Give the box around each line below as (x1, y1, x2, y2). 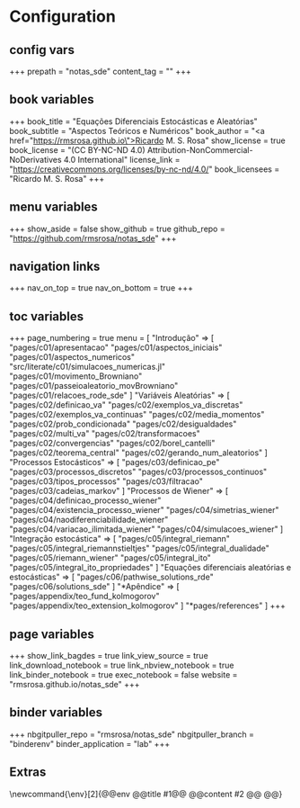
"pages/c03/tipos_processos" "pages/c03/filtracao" (9, 476, 204, 487)
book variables (9, 92, 94, 107)
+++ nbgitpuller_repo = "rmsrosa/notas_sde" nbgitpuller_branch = (9, 729, 254, 740)
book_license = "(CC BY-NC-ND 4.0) (9, 144, 146, 155)
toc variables (9, 309, 84, 324)
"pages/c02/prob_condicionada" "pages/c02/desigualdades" (9, 418, 237, 429)
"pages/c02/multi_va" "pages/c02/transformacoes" (9, 428, 200, 439)
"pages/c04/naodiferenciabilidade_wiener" (9, 515, 169, 525)
